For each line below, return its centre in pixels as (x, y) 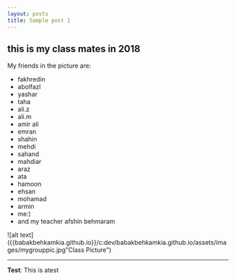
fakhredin (31, 79)
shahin (27, 139)
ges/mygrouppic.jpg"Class (46, 250)
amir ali (28, 125)
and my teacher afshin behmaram (66, 222)
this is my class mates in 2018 (74, 49)
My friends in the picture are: (49, 66)
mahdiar (29, 162)
